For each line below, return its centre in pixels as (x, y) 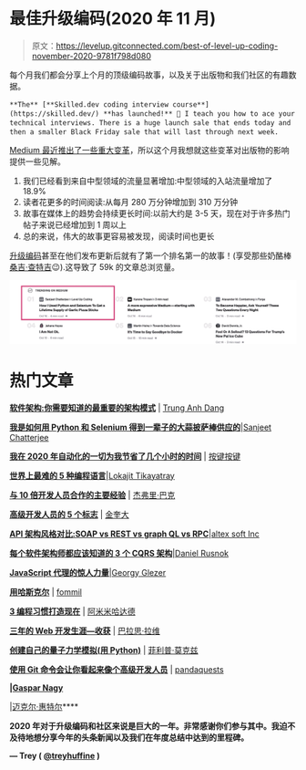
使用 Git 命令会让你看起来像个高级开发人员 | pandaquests (117, 669)
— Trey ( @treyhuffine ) (55, 755)
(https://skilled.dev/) (55, 114)
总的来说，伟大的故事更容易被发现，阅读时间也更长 (118, 236)
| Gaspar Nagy (36, 687)
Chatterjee (29, 437)
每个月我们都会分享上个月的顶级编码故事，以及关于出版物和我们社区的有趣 (149, 75)
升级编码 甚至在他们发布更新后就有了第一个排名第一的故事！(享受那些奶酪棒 (151, 255)
